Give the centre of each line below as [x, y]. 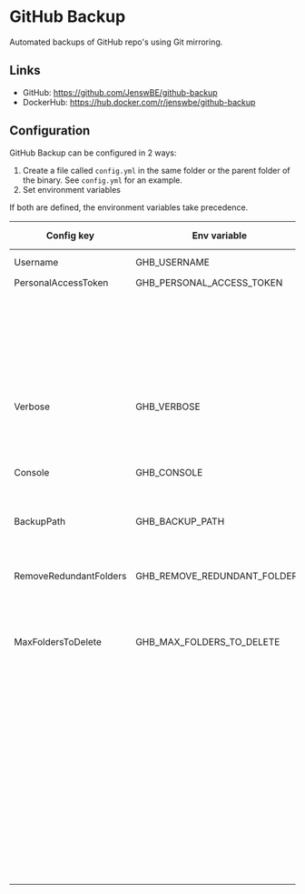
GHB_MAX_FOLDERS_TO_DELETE [208, 641]
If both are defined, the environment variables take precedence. [129, 207]
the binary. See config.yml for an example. [103, 180]
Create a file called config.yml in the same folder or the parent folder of [156, 170]
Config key [70, 236]
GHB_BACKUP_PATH [180, 521]
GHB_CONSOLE [169, 472]
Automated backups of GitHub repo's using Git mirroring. [116, 42]
